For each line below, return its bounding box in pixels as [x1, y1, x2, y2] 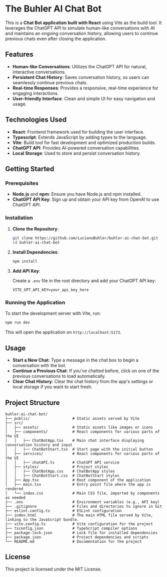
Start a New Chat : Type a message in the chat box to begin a [12, 357, 138, 363]
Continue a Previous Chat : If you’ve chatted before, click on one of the [12, 368, 159, 374]
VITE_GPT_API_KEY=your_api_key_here [12, 287, 89, 293]
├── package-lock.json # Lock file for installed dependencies [5, 530, 157, 535]
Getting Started [5, 164, 54, 173]
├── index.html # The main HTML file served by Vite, [5, 513, 153, 518]
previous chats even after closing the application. [5, 36, 106, 42]
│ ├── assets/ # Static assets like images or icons [5, 425, 153, 430]
